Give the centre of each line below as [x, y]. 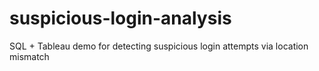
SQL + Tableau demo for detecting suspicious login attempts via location [159, 46]
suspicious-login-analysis [120, 18]
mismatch [29, 56]
